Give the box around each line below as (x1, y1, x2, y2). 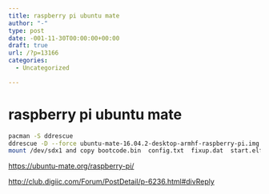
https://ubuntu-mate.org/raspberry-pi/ (8, 161, 134, 171)
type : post (8, 26, 45, 34)
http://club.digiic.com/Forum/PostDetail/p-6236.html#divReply (8, 177, 215, 187)
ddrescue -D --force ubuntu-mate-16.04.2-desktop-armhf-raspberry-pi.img (8, 139, 260, 148)
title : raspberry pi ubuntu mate (8, 11, 120, 20)
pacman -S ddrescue (8, 131, 74, 140)
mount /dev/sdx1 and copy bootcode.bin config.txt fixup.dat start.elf (8, 147, 263, 155)
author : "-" (8, 19, 48, 27)
